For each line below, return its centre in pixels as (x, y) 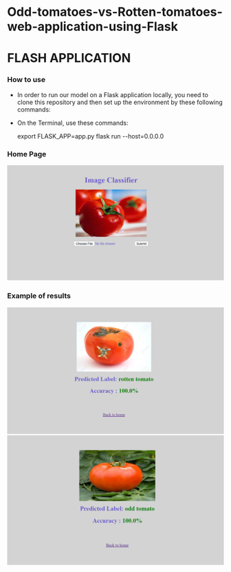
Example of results (39, 296)
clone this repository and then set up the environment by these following (120, 102)
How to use (26, 80)
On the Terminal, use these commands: (73, 123)
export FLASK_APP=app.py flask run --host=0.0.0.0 (90, 136)
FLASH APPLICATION (69, 58)
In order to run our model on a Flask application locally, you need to (112, 94)
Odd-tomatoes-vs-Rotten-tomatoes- (115, 12)
